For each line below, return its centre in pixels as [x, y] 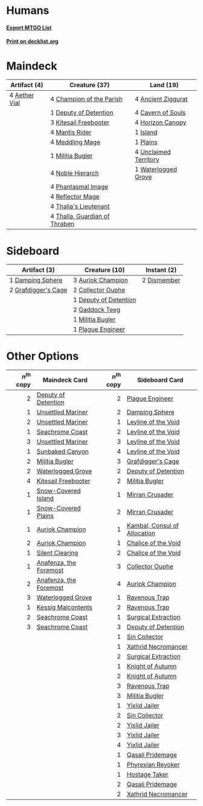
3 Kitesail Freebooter [80, 123]
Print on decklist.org [32, 41]
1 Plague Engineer [99, 329]
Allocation [141, 533]
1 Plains [146, 142]
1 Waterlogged [156, 169]
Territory [147, 160]
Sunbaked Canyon [63, 451]
